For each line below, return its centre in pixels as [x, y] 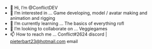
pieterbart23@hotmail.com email [44, 41]
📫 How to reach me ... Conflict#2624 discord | [58, 34]
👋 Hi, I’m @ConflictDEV [34, 8]
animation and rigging [32, 18]
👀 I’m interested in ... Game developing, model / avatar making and [79, 13]
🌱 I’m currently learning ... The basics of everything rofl [67, 23]
